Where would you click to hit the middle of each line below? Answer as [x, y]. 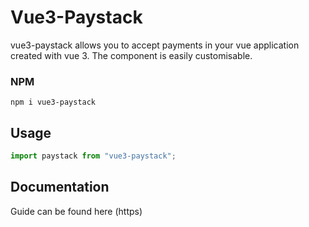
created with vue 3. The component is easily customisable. [131, 55]
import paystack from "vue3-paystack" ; [93, 156]
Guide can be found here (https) [76, 211]
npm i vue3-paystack [53, 102]
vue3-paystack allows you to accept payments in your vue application [155, 45]
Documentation [60, 187]
